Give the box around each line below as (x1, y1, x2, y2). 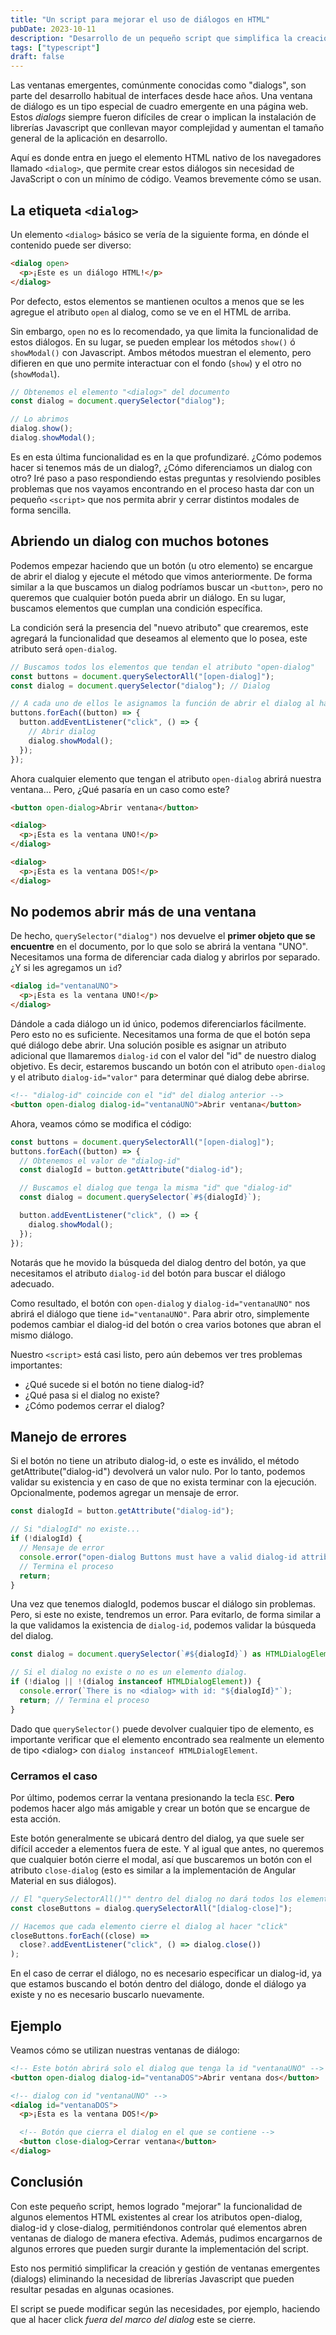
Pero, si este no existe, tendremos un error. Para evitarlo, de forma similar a (10, 1609, 322, 1621)
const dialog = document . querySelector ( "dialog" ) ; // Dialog (10, 681, 271, 691)
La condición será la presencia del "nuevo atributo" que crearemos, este (10, 621, 309, 633)
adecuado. (10, 1277, 55, 1290)
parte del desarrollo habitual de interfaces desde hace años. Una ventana (10, 90, 313, 102)
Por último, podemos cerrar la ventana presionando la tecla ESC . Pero (10, 1791, 295, 1803)
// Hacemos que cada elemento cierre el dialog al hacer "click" (10, 1921, 288, 1931)
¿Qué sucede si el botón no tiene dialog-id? (24, 1378, 205, 1390)
